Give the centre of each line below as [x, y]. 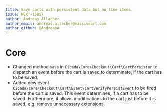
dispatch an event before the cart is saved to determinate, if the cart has [87, 72]
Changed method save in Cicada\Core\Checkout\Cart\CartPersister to [85, 67]
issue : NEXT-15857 [24, 14]
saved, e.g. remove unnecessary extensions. [59, 104]
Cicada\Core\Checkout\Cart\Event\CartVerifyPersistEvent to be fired [85, 88]
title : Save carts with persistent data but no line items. [69, 10]
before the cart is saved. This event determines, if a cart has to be [80, 93]
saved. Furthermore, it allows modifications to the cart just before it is [84, 99]
